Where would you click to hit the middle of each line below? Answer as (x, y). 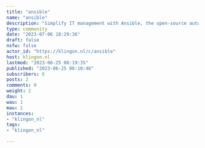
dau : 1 (15, 96)
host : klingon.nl (28, 57)
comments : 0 (21, 86)
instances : (20, 113)
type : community (27, 29)
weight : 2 (19, 91)
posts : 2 (17, 79)
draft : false (23, 40)
